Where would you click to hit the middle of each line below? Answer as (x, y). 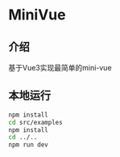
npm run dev (28, 145)
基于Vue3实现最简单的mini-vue (60, 68)
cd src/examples (35, 122)
